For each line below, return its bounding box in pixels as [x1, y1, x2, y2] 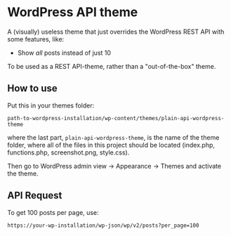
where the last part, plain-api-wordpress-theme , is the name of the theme [7, 133, 220, 141]
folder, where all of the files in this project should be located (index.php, [7, 140, 216, 149]
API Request [7, 190, 62, 202]
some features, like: [7, 34, 65, 43]
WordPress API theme [7, 4, 138, 20]
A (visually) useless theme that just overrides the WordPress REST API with [7, 27, 225, 36]
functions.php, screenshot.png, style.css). [7, 148, 130, 157]
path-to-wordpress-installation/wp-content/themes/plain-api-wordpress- [7, 114, 225, 122]
